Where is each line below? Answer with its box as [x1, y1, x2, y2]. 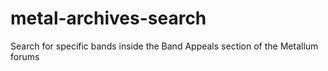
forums [10, 50, 40, 62]
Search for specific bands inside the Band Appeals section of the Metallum [10, 40, 319, 52]
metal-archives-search [10, 7, 207, 30]
